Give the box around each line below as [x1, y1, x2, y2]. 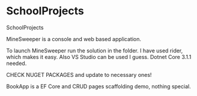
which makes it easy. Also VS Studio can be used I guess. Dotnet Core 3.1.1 [6, 53, 192, 60]
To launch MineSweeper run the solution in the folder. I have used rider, [6, 47, 183, 54]
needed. [6, 60, 27, 67]
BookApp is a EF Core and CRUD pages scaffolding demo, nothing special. [6, 82, 191, 90]
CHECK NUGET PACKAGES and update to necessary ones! [6, 71, 152, 78]
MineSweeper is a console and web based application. [6, 35, 141, 42]
